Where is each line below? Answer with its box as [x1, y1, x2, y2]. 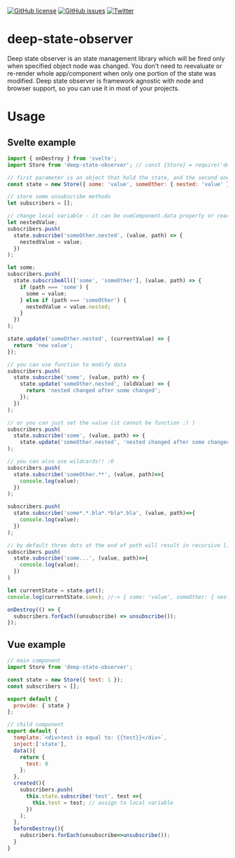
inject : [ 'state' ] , [13, 740, 68, 747]
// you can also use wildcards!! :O [7, 458, 114, 465]
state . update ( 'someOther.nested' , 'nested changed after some [20, 438, 205, 446]
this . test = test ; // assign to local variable [32, 799, 173, 806]
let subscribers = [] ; [7, 200, 73, 207]
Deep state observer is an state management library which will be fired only [7, 54, 225, 62]
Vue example [7, 638, 66, 651]
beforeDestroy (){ [13, 825, 64, 833]
